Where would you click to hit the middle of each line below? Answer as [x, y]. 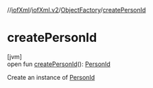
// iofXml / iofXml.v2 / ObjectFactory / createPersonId [76, 10]
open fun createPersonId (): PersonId [59, 64]
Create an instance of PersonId [51, 77]
